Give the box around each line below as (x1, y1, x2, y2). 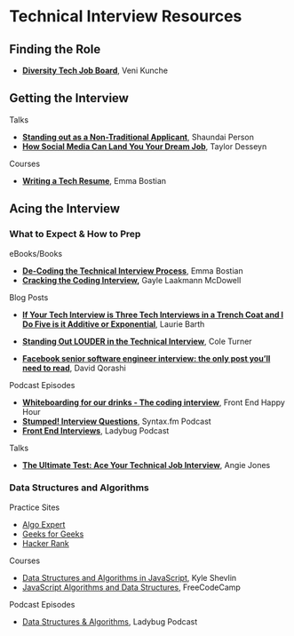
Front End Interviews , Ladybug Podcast (21, 425, 170, 436)
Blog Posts (9, 291, 49, 303)
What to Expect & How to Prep (9, 228, 141, 241)
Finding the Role (9, 42, 101, 57)
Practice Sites (9, 502, 60, 513)
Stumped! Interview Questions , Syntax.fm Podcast (21, 416, 211, 426)
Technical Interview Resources (9, 6, 242, 27)
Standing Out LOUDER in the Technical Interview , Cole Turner (21, 336, 252, 346)
